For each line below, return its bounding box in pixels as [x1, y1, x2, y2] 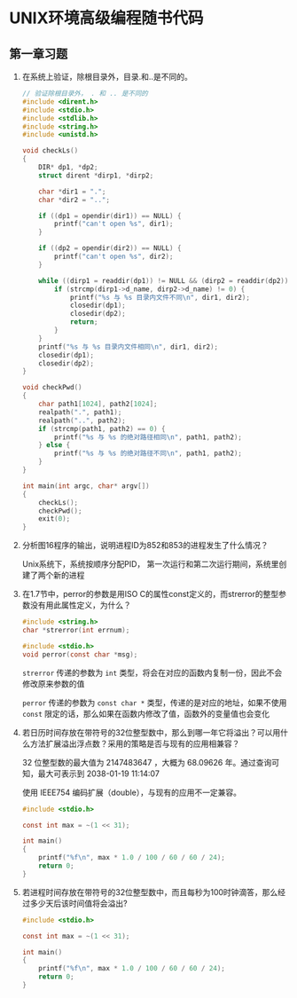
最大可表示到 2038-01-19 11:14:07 [37, 768, 160, 779]
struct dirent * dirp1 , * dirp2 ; [38, 170, 154, 180]
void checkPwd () [21, 383, 82, 392]
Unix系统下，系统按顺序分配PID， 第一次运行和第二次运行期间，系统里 [21, 559, 279, 570]
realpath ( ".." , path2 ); [38, 416, 126, 425]
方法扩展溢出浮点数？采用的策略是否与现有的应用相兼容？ [29, 738, 240, 749]
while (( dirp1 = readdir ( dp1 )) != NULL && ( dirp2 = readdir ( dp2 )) [38, 276, 289, 285]
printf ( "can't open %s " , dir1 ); [54, 219, 174, 229]
